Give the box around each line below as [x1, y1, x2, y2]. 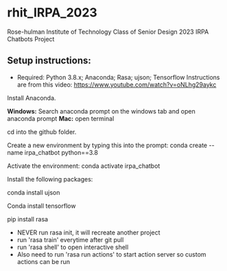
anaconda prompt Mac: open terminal [7, 114, 115, 122]
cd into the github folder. [7, 127, 77, 135]
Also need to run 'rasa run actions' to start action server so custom [16, 250, 207, 259]
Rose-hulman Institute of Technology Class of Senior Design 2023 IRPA [7, 28, 209, 36]
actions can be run [16, 257, 71, 265]
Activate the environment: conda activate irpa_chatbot [7, 162, 160, 170]
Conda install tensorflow [7, 202, 76, 210]
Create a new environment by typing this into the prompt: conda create [7, 141, 208, 149]
